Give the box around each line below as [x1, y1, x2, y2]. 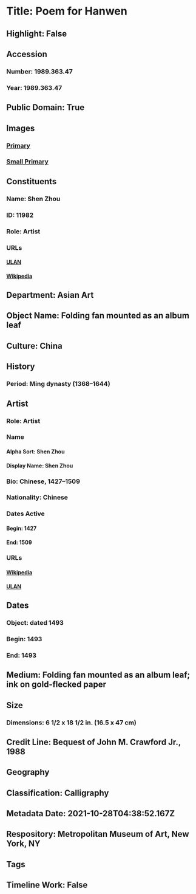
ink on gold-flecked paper [6, 679, 107, 690]
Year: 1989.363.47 [6, 83, 63, 92]
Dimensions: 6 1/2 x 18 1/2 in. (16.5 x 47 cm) [6, 718, 137, 727]
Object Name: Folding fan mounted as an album [6, 311, 190, 321]
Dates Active [6, 509, 46, 518]
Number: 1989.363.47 [6, 67, 73, 75]
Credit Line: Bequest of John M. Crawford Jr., [6, 737, 181, 747]
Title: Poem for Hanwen [6, 4, 127, 18]
